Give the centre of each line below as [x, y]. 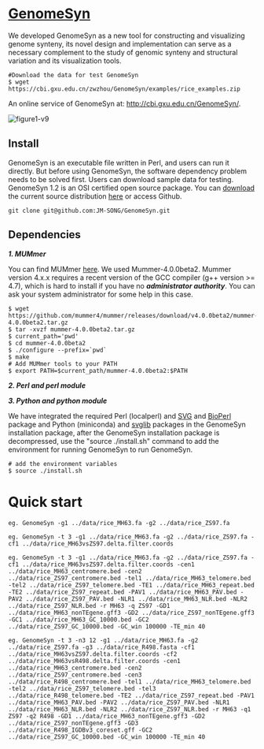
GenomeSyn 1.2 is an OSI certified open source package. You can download [132, 188]
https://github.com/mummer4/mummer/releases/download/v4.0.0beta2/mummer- [133, 315]
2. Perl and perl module [47, 385]
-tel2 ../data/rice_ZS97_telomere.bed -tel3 [82, 688]
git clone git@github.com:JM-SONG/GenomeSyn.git [89, 211]
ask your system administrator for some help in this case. [101, 294]
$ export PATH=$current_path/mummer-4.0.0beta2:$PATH [98, 371]
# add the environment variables [63, 464]
